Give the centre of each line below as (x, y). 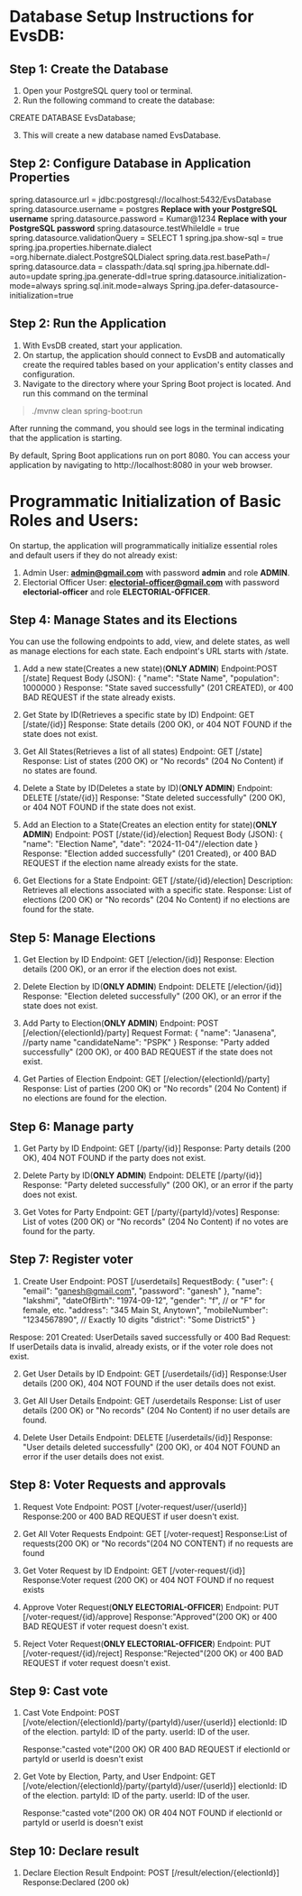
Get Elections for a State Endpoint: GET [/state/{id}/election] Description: (158, 880)
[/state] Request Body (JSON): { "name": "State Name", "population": (151, 678)
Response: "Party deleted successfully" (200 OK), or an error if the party (158, 1185)
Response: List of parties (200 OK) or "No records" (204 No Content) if (154, 1089)
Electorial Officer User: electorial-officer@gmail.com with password (151, 582)
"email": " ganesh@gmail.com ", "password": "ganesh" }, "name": (142, 1291)
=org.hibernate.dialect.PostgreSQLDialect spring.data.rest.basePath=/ (140, 257)
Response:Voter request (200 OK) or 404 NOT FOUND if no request (148, 1579)
